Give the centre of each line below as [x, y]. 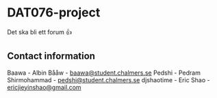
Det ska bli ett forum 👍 [40, 32]
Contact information [51, 56]
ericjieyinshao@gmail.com [44, 87]
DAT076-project [54, 13]
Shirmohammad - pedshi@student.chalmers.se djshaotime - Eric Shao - [108, 79]
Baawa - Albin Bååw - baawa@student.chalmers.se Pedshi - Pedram [104, 73]
